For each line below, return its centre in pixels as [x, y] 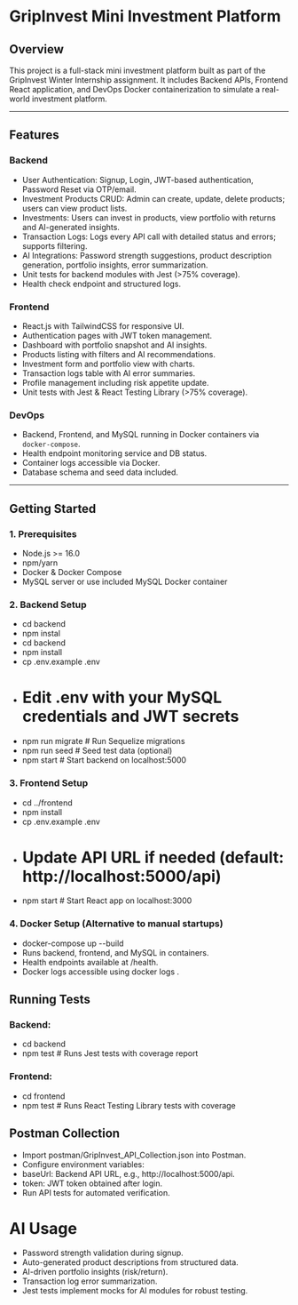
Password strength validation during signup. [102, 1253]
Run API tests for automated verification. [96, 1192]
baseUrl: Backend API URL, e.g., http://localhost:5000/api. [128, 1173]
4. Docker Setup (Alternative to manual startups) [116, 924]
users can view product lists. [74, 208]
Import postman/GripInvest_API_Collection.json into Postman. [134, 1155]
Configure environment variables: [83, 1164]
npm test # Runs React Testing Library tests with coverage [129, 1105]
